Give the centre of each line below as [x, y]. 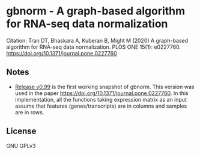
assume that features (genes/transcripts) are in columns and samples [101, 106]
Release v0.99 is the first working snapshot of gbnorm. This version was [105, 87]
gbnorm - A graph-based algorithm [96, 11]
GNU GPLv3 [21, 146]
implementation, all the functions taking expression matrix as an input [101, 99]
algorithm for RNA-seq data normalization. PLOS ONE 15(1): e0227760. [94, 47]
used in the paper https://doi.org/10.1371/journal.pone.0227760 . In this [102, 93]
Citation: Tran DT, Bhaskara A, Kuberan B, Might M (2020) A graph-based [97, 40]
